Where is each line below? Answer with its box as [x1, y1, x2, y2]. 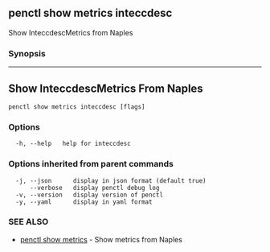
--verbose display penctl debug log [29, 184, 160, 192]
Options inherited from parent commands [8, 159, 174, 170]
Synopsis [8, 48, 46, 59]
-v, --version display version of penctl [15, 191, 163, 199]
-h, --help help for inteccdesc [15, 140, 131, 148]
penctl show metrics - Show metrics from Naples [19, 234, 183, 244]
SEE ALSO [8, 217, 49, 228]
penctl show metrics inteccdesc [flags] [8, 102, 146, 111]
